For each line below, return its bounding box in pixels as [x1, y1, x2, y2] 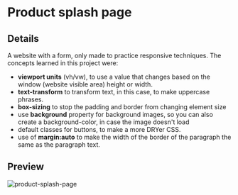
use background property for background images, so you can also [17, 111, 213, 118]
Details [7, 33, 39, 45]
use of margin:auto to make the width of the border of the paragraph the [17, 133, 232, 141]
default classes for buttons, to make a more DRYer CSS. [17, 126, 181, 133]
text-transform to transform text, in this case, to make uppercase [17, 88, 210, 96]
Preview [7, 161, 45, 173]
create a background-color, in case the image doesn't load [17, 118, 190, 126]
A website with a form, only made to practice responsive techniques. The [7, 51, 222, 60]
